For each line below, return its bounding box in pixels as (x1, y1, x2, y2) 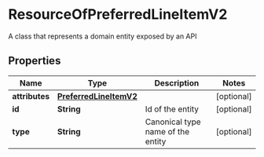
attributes (12, 90, 49, 101)
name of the (145, 126, 190, 137)
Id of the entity (145, 104, 199, 115)
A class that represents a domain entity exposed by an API (8, 31, 197, 41)
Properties (8, 54, 61, 68)
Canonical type (145, 116, 202, 127)
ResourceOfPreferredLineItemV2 (8, 5, 228, 24)
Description (154, 77, 200, 88)
